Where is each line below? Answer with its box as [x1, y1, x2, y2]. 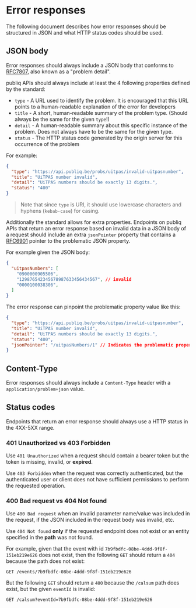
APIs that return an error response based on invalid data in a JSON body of [6, 225, 187, 232]
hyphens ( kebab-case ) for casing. [20, 208, 100, 214]
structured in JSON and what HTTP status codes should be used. [6, 29, 163, 36]
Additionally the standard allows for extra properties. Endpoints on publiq [6, 219, 182, 226]
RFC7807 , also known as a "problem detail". [6, 68, 111, 75]
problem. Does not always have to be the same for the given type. [14, 128, 173, 135]
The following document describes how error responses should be [6, 23, 166, 30]
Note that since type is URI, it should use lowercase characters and [20, 201, 182, 208]
